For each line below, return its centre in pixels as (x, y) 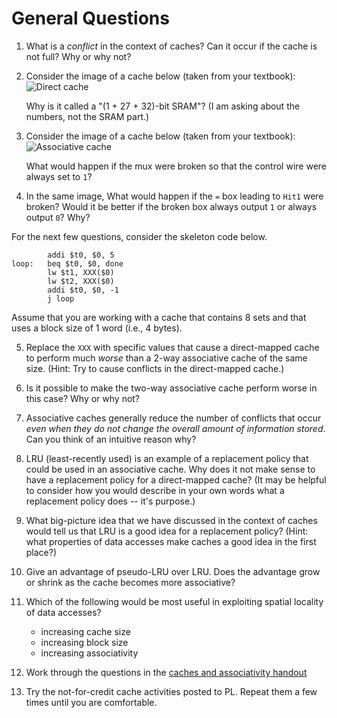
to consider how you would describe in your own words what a (155, 490)
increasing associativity (89, 653)
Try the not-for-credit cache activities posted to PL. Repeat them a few (171, 691)
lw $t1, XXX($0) (81, 272)
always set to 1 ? (59, 176)
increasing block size (84, 642)
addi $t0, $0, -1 (83, 290)
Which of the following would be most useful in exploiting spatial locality (174, 601)
